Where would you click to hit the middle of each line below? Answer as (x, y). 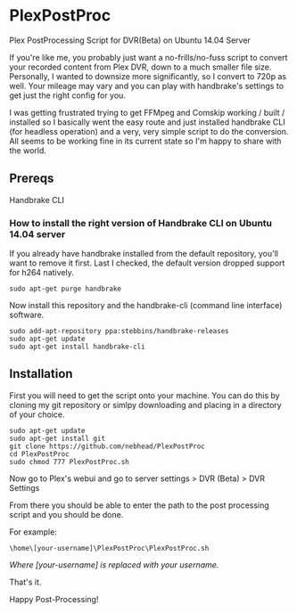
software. (27, 315)
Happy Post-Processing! (54, 599)
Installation (41, 374)
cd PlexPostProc (39, 454)
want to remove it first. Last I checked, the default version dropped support (147, 263)
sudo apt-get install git (57, 438)
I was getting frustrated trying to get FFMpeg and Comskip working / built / (147, 112)
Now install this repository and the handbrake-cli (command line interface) (146, 306)
